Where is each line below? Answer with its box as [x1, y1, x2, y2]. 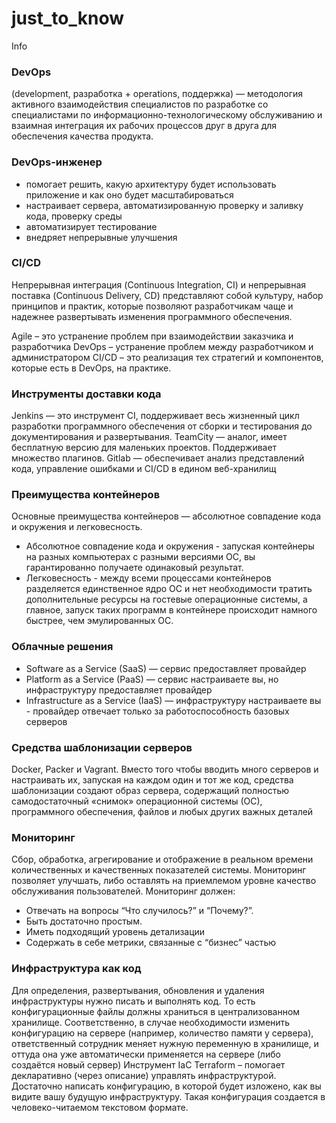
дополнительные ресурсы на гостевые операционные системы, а [25, 593, 308, 606]
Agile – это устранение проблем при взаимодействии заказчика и [11, 330, 294, 342]
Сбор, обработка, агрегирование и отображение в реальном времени [11, 853, 314, 866]
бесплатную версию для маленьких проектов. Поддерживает [11, 442, 278, 454]
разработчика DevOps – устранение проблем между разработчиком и [11, 340, 314, 352]
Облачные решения [11, 640, 114, 654]
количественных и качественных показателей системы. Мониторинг [11, 864, 307, 876]
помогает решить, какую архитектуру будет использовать [25, 178, 277, 190]
